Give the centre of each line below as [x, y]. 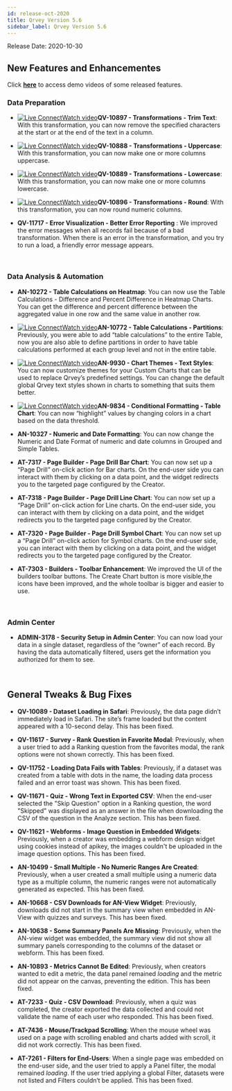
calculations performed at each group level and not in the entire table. [117, 349]
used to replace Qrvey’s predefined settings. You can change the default [121, 377]
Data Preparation [36, 103]
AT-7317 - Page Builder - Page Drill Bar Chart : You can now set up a [115, 462]
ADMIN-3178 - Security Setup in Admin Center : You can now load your [120, 637]
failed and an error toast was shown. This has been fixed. [99, 782]
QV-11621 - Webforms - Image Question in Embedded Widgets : [109, 831]
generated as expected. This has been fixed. [81, 889]
